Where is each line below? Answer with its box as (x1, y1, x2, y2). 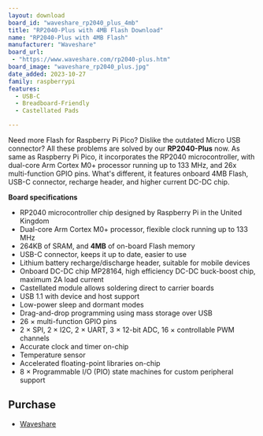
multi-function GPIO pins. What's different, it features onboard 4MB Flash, (8, 169, 249, 178)
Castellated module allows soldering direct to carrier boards (19, 283, 214, 293)
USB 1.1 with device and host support (19, 292, 140, 300)
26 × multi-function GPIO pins (19, 317, 117, 326)
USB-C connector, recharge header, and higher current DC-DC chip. (8, 177, 230, 186)
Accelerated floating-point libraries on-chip (19, 359, 161, 367)
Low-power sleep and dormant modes (19, 300, 144, 309)
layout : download (8, 11, 65, 20)
